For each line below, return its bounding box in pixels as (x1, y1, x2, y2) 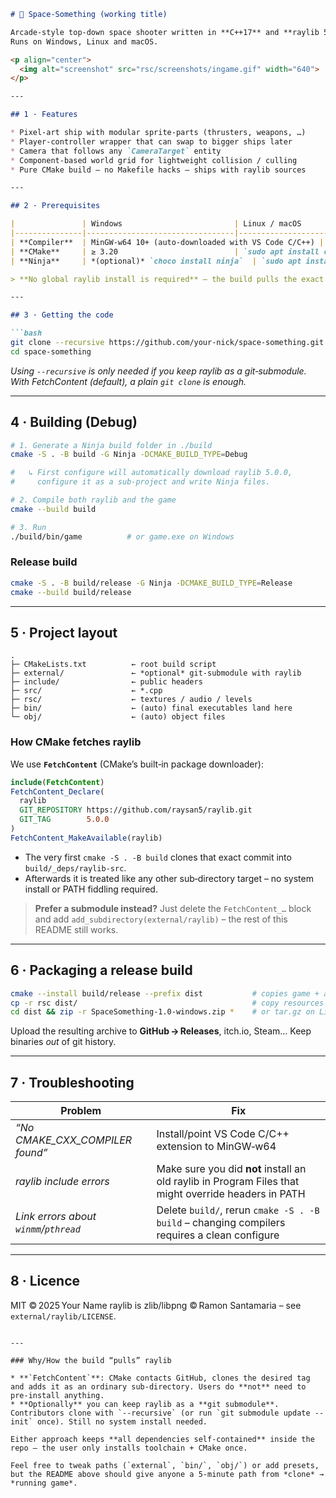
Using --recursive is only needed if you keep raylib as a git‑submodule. (10, 365, 307, 377)
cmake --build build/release (10, 587, 132, 597)
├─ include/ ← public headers (10, 677, 203, 687)
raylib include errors (15, 1175, 110, 1189)
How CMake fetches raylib (10, 735, 142, 749)
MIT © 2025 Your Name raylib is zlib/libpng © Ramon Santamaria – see (10, 1299, 302, 1311)
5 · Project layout (10, 625, 118, 641)
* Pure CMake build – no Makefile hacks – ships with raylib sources (10, 165, 307, 175)
